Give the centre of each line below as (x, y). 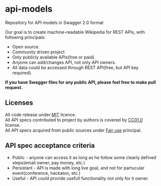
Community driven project (38, 52)
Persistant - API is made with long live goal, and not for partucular (78, 168)
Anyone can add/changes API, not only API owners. (64, 62)
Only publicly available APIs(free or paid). (54, 57)
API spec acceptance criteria (50, 146)
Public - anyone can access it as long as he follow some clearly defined (84, 157)
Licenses (19, 103)
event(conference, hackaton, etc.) (46, 173)
